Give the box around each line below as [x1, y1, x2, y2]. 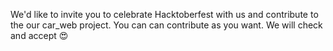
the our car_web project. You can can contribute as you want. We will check [10, 19, 323, 31]
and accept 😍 [10, 30, 69, 41]
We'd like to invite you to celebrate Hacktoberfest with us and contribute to [10, 9, 319, 20]
